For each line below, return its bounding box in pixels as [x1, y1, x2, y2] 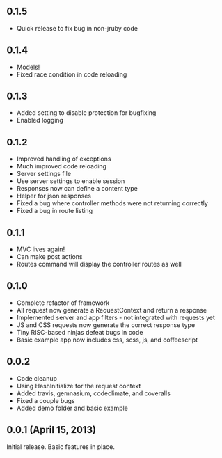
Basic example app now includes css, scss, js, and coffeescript [16, 335, 198, 344]
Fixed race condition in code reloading [16, 70, 127, 79]
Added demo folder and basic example [16, 404, 128, 412]
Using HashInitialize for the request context [16, 381, 141, 390]
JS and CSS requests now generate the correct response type [16, 320, 196, 329]
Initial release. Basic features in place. [6, 442, 116, 451]
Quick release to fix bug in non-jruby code [16, 24, 138, 32]
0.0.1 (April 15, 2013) [6, 424, 97, 436]
